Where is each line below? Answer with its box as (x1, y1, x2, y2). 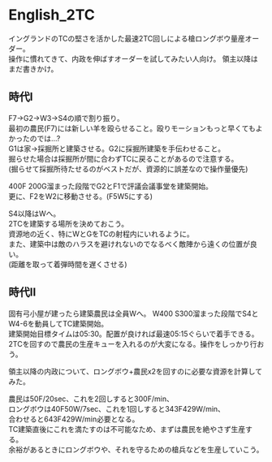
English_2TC (8, 6, 95, 24)
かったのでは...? (8, 133, 61, 143)
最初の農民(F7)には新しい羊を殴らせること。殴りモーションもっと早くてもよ (8, 123, 263, 133)
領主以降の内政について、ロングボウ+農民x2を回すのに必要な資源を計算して (8, 366, 262, 376)
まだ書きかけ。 (8, 63, 58, 74)
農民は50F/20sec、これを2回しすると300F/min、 (8, 394, 175, 404)
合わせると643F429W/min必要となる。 (8, 414, 140, 424)
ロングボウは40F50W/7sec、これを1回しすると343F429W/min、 (8, 404, 226, 413)
